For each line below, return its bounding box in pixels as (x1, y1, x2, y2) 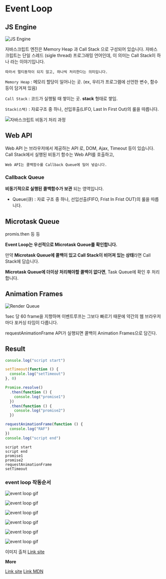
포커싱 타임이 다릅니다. (14, 319, 58, 326)
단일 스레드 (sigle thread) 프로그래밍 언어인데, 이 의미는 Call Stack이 (22, 53, 156, 58)
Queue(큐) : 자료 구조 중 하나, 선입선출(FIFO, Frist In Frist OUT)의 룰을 (12, 196, 150, 202)
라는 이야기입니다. (10, 59, 45, 65)
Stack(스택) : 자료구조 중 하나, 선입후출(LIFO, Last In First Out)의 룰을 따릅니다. (5, 106, 159, 112)
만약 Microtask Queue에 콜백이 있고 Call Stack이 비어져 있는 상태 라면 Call (5, 252, 151, 258)
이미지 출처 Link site (5, 549, 45, 555)
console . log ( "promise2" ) (14, 408, 65, 413)
